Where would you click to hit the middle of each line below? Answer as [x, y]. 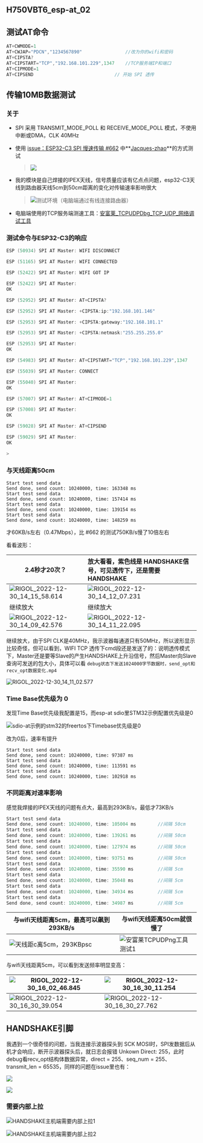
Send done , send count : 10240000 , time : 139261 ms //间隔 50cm [96, 836]
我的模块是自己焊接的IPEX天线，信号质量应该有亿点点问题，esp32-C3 [102, 180]
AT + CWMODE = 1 [21, 47]
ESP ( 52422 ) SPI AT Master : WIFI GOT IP [58, 273]
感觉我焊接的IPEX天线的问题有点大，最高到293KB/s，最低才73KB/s [90, 807]
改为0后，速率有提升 [32, 739]
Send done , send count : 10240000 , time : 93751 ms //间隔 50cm [96, 858]
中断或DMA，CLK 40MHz [47, 135]
